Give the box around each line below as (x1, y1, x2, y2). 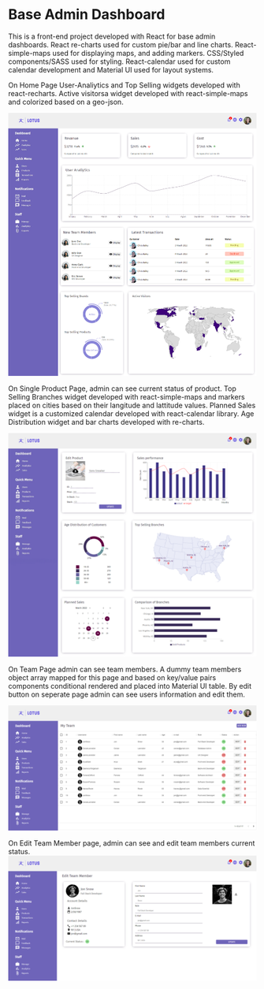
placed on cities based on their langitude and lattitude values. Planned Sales (8, 400, 256, 410)
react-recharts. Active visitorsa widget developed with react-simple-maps (8, 88, 248, 98)
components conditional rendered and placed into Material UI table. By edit (8, 682, 252, 691)
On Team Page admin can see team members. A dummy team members (8, 664, 242, 675)
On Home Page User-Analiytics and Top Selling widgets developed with (8, 80, 240, 90)
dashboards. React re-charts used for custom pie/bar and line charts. (8, 39, 234, 49)
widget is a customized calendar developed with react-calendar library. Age (8, 408, 255, 418)
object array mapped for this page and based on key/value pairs (8, 673, 217, 682)
